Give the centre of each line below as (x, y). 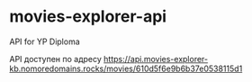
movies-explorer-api (88, 17)
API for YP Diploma (45, 41)
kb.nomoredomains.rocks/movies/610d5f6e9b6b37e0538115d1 (126, 68)
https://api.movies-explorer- (156, 59)
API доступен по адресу (55, 59)
